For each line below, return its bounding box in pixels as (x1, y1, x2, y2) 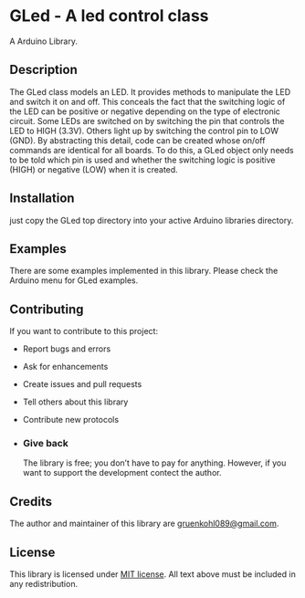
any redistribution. (9, 579, 79, 590)
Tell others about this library (22, 396, 129, 407)
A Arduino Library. (9, 36, 78, 47)
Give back (22, 437, 68, 450)
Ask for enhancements (22, 362, 109, 372)
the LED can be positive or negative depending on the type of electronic (9, 106, 281, 117)
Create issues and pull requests (22, 379, 142, 390)
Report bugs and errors (22, 343, 111, 354)
